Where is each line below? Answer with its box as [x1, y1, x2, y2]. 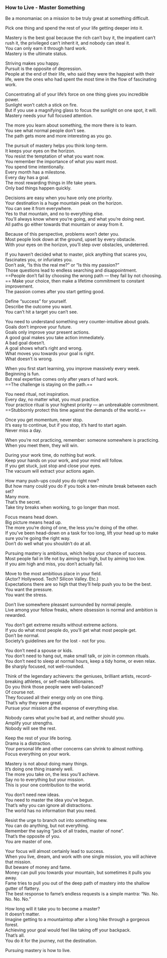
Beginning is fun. [5, 371, 40, 377]
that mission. [5, 859, 31, 865]
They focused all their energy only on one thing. [5, 694, 104, 700]
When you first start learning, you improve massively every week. [5, 366, 140, 372]
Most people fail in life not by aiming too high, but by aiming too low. [5, 556, 145, 562]
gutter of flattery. [5, 885, 40, 891]
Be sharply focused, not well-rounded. [5, 663, 84, 669]
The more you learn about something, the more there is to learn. [5, 122, 137, 129]
